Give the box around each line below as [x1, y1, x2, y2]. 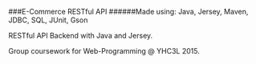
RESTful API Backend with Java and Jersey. [8, 31, 153, 40]
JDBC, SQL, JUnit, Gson [8, 15, 88, 25]
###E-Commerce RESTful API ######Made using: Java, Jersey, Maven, [8, 7, 249, 16]
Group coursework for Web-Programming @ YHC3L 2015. [8, 46, 201, 55]
